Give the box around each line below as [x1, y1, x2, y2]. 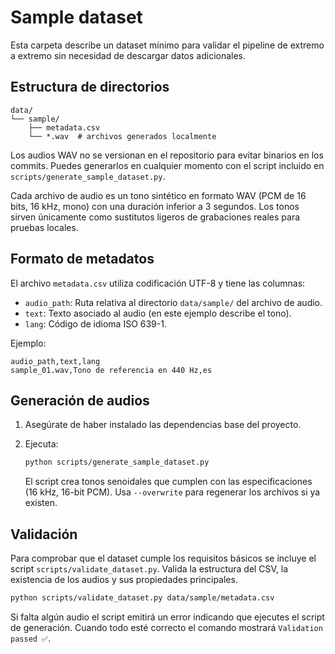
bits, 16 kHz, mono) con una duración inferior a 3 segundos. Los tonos [10, 200, 300, 212]
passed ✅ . [10, 632, 52, 644]
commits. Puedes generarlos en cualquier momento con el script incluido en [10, 159, 325, 171]
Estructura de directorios [10, 79, 170, 96]
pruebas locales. [10, 221, 79, 233]
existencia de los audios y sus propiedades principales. [10, 574, 238, 586]
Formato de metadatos [10, 251, 155, 268]
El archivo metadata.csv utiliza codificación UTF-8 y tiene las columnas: [10, 277, 306, 289]
